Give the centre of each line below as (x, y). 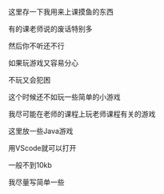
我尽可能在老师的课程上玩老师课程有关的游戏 (82, 114)
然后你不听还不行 (36, 46)
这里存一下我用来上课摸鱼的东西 (61, 12)
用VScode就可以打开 (42, 148)
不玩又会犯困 (29, 80)
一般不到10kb (30, 165)
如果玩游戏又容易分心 (43, 63)
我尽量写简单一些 (36, 182)
